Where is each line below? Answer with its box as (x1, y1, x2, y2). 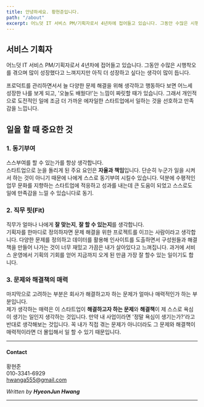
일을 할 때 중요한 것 (6, 124, 73, 134)
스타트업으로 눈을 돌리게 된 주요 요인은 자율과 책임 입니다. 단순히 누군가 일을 (6, 166, 184, 174)
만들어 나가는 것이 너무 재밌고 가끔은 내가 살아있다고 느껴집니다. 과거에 (17, 244, 185, 251)
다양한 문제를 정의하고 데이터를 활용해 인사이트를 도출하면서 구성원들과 (19, 236, 186, 244)
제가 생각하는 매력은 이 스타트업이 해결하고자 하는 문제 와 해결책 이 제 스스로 (6, 306, 183, 313)
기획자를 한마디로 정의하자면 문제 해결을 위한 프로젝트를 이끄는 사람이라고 (6, 228, 180, 236)
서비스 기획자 (6, 44, 53, 55)
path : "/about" (6, 15, 45, 21)
